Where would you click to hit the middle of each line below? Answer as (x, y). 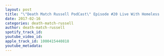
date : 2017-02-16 (23, 19)
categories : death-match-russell (39, 23)
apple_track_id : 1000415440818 (37, 41)
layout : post (18, 9)
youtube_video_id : (24, 37)
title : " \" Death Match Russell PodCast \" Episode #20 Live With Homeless (82, 14)
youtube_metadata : (24, 46)
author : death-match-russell (35, 28)
